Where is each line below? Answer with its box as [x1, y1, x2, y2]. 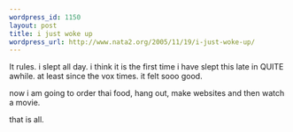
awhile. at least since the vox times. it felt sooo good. [9, 71, 203, 82]
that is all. [9, 114, 44, 125]
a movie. [9, 98, 41, 108]
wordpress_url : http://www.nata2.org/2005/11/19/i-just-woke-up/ [9, 37, 255, 47]
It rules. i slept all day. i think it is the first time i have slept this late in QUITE [9, 62, 284, 72]
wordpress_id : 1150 [9, 12, 81, 22]
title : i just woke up [9, 29, 93, 38]
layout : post [9, 21, 58, 30]
